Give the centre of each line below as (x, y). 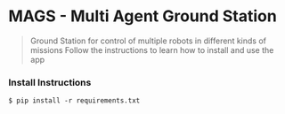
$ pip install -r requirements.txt (74, 101)
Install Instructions (50, 82)
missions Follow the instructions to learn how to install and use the (152, 49)
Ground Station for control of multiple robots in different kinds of (148, 41)
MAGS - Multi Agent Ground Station (142, 16)
